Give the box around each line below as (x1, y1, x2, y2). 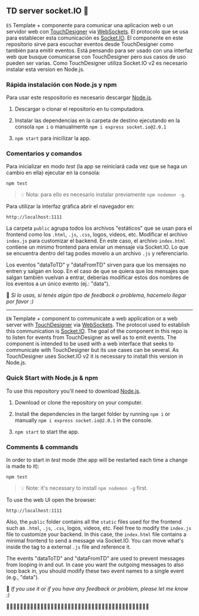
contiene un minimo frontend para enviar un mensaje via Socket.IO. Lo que (6, 243, 188, 251)
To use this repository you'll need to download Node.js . (6, 387, 141, 394)
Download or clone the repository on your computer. (14, 399, 143, 406)
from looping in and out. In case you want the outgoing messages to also (6, 561, 184, 568)
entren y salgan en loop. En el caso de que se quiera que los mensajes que (6, 268, 189, 275)
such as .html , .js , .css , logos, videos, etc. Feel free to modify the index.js (6, 525, 191, 531)
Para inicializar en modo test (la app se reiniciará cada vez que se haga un (6, 163, 188, 170)
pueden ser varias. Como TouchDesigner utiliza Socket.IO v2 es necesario (6, 59, 188, 66)
